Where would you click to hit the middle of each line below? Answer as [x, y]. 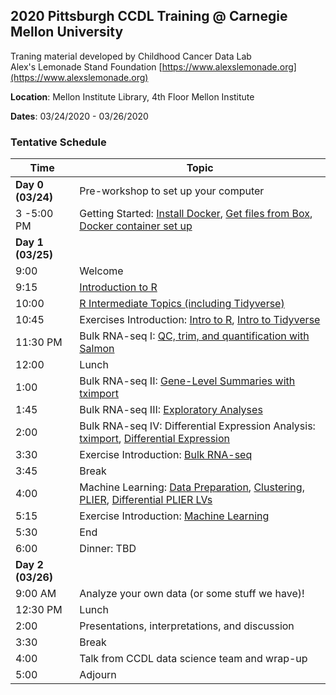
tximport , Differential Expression [155, 439]
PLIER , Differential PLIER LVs [146, 500]
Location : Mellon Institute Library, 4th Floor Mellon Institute [132, 96]
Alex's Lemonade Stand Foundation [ [86, 66]
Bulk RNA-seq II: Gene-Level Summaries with [187, 381]
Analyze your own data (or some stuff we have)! [192, 594]
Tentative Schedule [58, 142]
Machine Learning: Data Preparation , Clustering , [192, 487]
